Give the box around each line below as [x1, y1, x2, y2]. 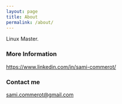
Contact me [6, 78, 40, 86]
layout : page [6, 8, 38, 15]
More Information [6, 50, 57, 58]
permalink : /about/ [6, 19, 54, 25]
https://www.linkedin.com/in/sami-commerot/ [6, 63, 116, 70]
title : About [6, 14, 38, 20]
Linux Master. [6, 36, 39, 43]
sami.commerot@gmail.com [6, 91, 74, 98]
